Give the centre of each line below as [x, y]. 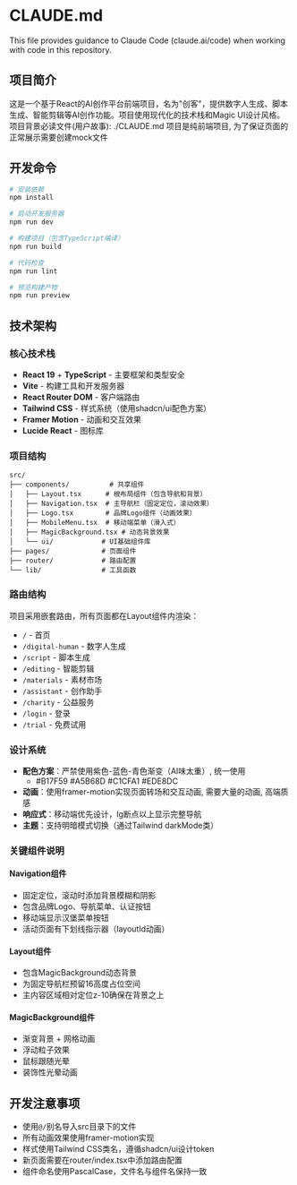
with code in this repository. [60, 49]
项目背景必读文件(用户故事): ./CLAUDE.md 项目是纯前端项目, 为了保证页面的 [149, 125]
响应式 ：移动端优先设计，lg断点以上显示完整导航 [112, 814]
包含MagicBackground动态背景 [79, 973]
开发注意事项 [45, 1103]
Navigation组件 [38, 873]
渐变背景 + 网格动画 [59, 1039]
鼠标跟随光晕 [46, 1061]
